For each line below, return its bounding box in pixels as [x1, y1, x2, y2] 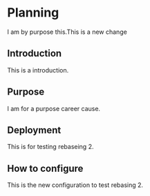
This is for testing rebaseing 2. [7, 143, 94, 151]
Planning [7, 5, 59, 21]
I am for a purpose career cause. [7, 104, 101, 112]
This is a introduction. [7, 66, 69, 74]
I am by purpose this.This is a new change [7, 28, 128, 36]
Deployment [7, 124, 62, 136]
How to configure [7, 162, 84, 174]
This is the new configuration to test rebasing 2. [7, 181, 144, 189]
